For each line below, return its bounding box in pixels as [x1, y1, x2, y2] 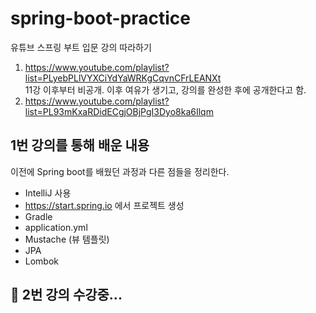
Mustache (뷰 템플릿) [24, 233, 110, 245]
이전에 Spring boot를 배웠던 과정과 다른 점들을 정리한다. [10, 165, 230, 177]
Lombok [24, 255, 60, 267]
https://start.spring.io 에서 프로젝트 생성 [24, 199, 185, 211]
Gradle [24, 210, 53, 222]
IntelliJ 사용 [24, 187, 72, 199]
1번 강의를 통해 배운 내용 [10, 137, 150, 154]
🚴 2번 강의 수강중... [10, 287, 123, 304]
